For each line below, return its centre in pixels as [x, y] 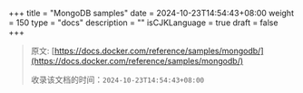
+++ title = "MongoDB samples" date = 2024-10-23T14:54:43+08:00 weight [151, 13]
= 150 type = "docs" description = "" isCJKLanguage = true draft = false [143, 23]
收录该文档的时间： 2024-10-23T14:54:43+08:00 [117, 79]
